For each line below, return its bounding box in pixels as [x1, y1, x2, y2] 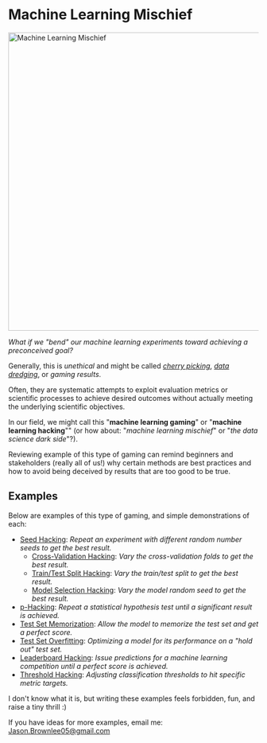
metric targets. [19, 678, 69, 687]
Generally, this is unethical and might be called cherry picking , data [8, 360, 230, 371]
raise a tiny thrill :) [8, 702, 68, 711]
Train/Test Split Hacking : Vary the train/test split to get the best [31, 568, 238, 578]
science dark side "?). [8, 434, 78, 443]
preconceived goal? [8, 345, 74, 355]
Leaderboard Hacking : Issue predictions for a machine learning [19, 652, 228, 662]
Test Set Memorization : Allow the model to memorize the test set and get [19, 619, 259, 628]
